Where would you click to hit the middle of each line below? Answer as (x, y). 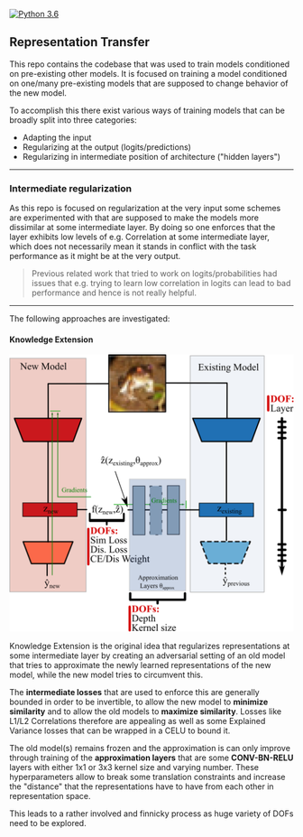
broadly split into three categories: (73, 120)
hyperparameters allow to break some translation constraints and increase (147, 777)
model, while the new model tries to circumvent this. (106, 674)
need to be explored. (48, 823)
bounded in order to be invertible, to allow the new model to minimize (139, 702)
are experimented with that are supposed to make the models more (134, 218)
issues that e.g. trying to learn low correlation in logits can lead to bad (161, 284)
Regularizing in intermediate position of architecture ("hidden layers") (151, 156)
